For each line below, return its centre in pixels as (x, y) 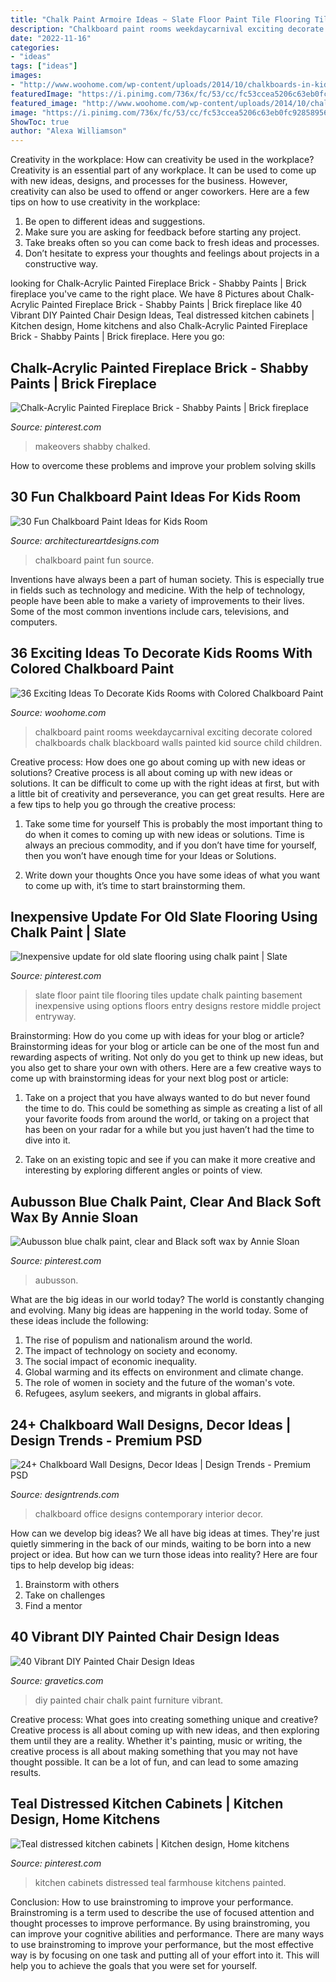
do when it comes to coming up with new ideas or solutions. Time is (164, 834)
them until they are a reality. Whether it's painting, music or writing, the (156, 1740)
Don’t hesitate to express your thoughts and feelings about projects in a (172, 253)
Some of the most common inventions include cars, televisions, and (150, 611)
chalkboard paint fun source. (94, 560)
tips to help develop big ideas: (72, 1565)
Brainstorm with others (72, 1584)
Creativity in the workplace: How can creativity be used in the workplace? (162, 160)
